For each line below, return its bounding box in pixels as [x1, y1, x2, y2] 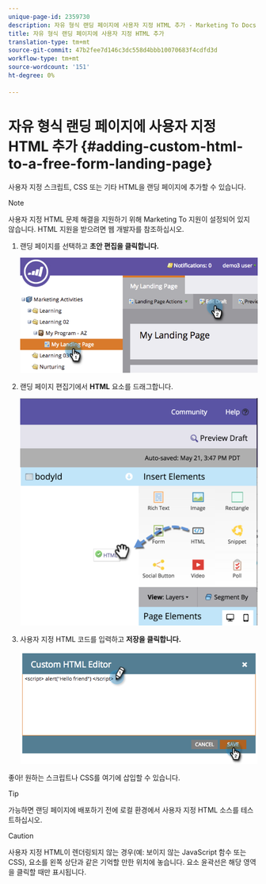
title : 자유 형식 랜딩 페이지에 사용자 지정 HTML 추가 [8, 29, 165, 37]
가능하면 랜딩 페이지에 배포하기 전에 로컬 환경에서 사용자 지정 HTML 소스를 [8, 805, 239, 814]
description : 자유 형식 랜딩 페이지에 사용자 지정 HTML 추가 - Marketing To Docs [8, 21, 256, 29]
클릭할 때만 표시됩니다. [16, 867, 87, 877]
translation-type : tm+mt [8, 38, 90, 46]
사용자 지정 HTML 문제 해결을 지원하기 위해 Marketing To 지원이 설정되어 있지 [8, 214, 251, 224]
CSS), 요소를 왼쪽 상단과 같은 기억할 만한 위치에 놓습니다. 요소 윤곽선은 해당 [8, 857, 242, 867]
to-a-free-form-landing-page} [8, 155, 213, 172]
